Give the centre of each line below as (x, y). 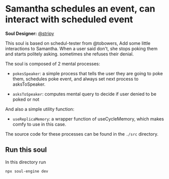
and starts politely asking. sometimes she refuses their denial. (70, 54)
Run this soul (26, 150)
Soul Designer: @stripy (30, 33)
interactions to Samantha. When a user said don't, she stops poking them (81, 48)
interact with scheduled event (69, 19)
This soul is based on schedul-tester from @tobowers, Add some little (78, 43)
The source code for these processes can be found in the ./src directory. (82, 134)
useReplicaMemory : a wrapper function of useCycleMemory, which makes (88, 118)
